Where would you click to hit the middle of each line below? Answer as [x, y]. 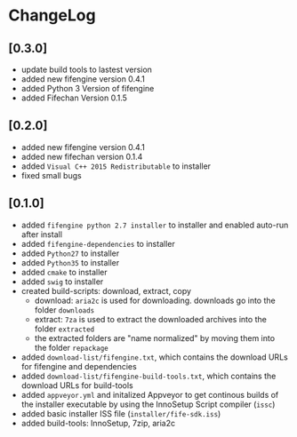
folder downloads [64, 310]
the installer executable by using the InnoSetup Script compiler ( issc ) [148, 404]
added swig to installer [62, 282]
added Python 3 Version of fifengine [88, 88]
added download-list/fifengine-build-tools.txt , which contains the [148, 376]
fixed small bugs [51, 175]
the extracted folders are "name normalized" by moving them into [155, 338]
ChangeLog [52, 16]
